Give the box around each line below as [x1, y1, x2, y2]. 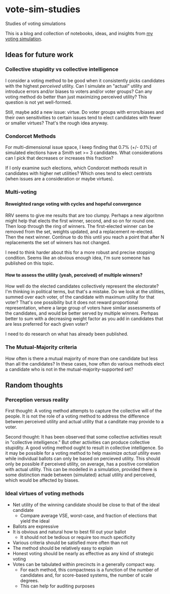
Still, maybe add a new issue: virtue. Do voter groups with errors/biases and [5, 109, 164, 115]
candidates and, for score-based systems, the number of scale [20, 572, 152, 578]
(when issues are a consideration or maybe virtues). [5, 175, 114, 182]
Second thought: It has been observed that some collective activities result [5, 434, 162, 440]
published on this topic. [5, 260, 54, 266]
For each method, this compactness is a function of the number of [20, 566, 159, 573]
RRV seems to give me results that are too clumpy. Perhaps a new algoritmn [5, 213, 164, 219]
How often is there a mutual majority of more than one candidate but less [5, 355, 158, 361]
